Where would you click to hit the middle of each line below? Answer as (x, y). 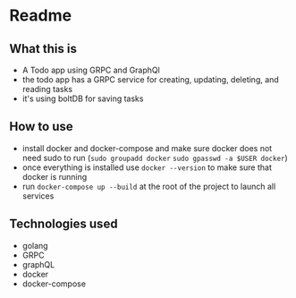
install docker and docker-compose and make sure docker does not (147, 148)
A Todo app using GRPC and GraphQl (91, 70)
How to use (41, 127)
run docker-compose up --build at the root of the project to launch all (149, 186)
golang (35, 245)
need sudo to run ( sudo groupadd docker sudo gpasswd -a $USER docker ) (155, 158)
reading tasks (47, 89)
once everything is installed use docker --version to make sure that (147, 167)
